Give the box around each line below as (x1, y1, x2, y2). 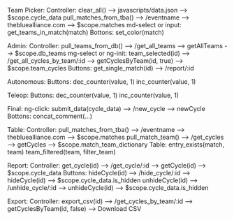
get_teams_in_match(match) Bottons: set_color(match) (7, 28, 164, 36)
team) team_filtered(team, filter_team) (7, 148, 117, 156)
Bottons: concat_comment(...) (7, 112, 93, 120)
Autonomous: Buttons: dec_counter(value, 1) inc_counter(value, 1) (7, 78, 196, 86)
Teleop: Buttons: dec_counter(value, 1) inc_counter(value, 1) (7, 91, 180, 99)
